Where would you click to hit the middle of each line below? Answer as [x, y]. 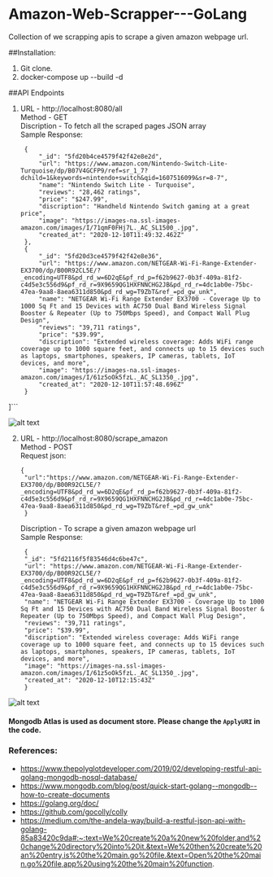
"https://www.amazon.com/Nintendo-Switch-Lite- [146, 164]
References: [33, 751]
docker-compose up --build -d [71, 77]
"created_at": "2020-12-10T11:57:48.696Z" [111, 384]
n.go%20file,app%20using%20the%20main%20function [116, 863]
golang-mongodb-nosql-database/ [79, 777]
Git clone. [36, 68]
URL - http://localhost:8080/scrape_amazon [94, 438]
